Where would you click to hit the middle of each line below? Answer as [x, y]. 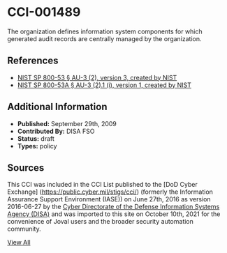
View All [19, 243]
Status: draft [36, 138]
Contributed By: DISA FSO [56, 131]
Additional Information [57, 107]
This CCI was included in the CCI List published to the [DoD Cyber [102, 185]
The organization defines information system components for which [105, 31]
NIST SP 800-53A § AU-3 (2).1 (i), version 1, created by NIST [104, 85]
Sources [26, 168]
